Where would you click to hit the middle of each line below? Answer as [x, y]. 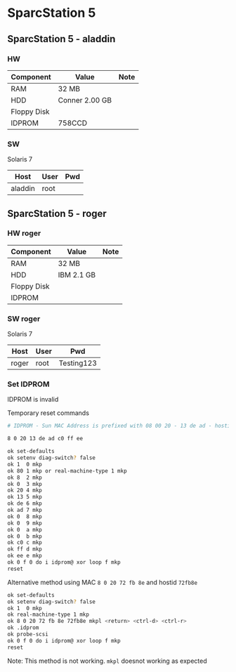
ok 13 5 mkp [25, 497]
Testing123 [78, 363]
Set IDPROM [28, 384]
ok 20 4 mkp [25, 490]
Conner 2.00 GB [85, 100]
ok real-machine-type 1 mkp [48, 615]
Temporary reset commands [48, 413]
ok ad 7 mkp [25, 510]
